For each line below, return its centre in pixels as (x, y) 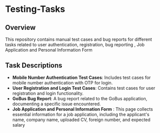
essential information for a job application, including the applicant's (81, 114)
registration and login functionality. (48, 93)
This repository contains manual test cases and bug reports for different (79, 39)
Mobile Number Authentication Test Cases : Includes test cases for (81, 77)
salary (19, 125)
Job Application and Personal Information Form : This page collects (82, 109)
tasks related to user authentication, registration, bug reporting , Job (75, 45)
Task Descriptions (34, 66)
